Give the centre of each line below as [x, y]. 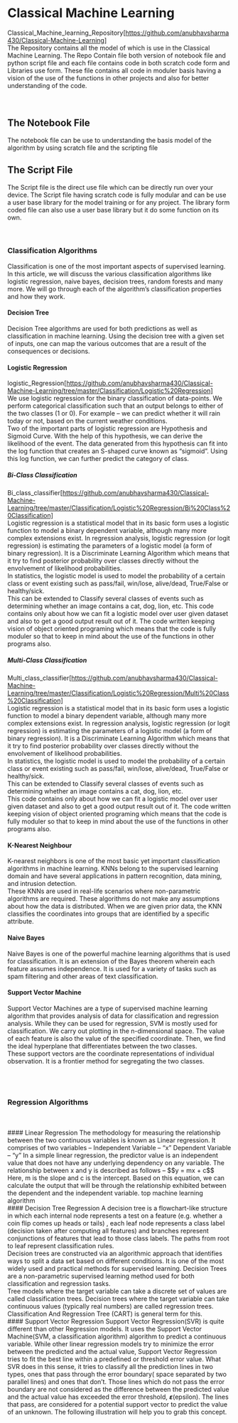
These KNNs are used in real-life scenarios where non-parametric [104, 891]
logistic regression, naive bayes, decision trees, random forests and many [115, 281]
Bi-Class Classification [43, 475]
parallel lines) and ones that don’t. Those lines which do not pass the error [116, 1382]
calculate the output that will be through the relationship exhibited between [117, 1186]
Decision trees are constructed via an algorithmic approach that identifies [115, 1254]
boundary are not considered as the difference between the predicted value [118, 1390]
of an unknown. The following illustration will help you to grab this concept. [117, 1412]
